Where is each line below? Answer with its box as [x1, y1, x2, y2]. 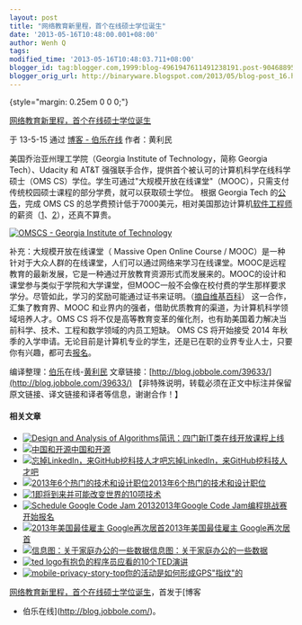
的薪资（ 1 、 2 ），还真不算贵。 [9, 209, 117, 220]
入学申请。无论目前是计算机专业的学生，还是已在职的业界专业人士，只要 [24, 335, 293, 346]
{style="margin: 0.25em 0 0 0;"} [9, 96, 129, 107]
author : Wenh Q [9, 38, 67, 48]
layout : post [9, 13, 58, 22]
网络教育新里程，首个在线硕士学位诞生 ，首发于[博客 [9, 586, 202, 597]
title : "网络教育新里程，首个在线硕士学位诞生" [9, 22, 166, 31]
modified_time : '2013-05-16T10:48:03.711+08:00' [9, 55, 195, 64]
